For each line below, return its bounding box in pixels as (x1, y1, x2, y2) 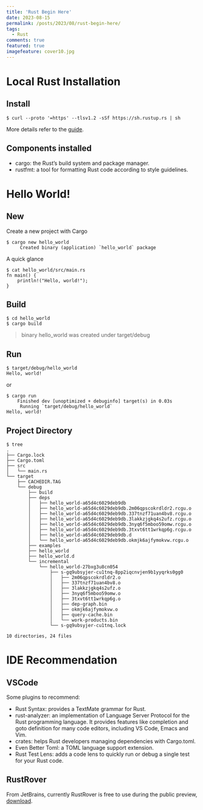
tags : (6, 26, 20, 32)
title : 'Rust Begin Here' (6, 9, 72, 15)
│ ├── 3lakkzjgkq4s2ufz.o (49, 585, 121, 591)
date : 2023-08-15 (6, 15, 50, 21)
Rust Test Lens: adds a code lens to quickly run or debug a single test (15, 750, 190, 758)
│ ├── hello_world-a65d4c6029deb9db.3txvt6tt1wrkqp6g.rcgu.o (28, 527, 191, 533)
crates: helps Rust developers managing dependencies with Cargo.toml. (15, 738, 196, 745)
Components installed (6, 144, 92, 154)
